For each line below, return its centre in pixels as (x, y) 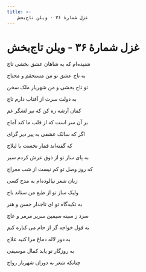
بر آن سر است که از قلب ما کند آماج (47, 122)
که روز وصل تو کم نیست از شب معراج (50, 169)
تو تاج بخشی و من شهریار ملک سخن (47, 87)
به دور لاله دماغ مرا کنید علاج (39, 239)
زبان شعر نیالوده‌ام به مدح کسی (42, 181)
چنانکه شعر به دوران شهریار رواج (44, 262)
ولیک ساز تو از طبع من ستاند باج (43, 192)
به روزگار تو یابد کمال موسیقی (41, 251)
